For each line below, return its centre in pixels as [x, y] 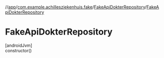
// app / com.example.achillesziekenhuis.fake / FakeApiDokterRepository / [76, 7]
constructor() [18, 50]
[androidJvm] [19, 45]
